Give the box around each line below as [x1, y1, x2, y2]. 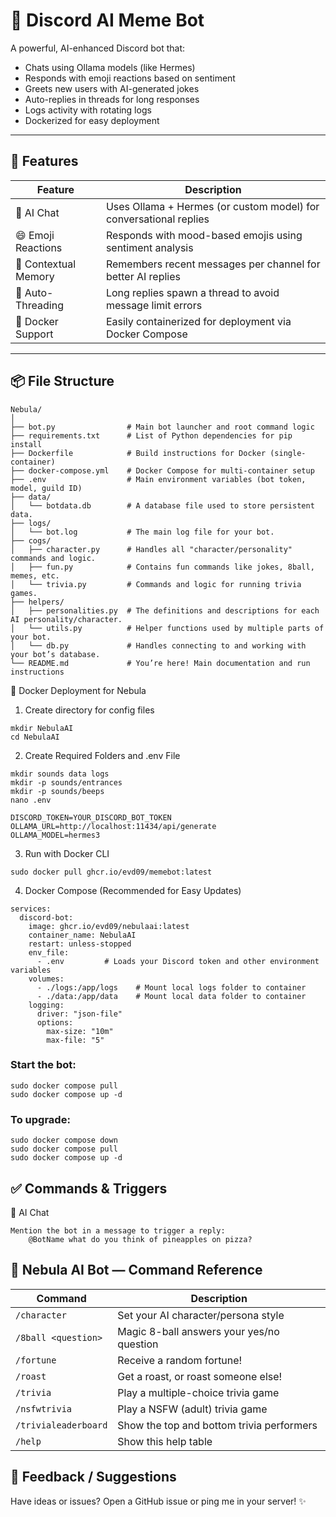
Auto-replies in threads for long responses [24, 93, 200, 105]
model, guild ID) [10, 483, 83, 493]
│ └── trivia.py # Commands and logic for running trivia [10, 579, 302, 589]
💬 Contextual [15, 257, 77, 271]
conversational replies [105, 212, 210, 226]
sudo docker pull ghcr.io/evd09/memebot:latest [10, 867, 213, 877]
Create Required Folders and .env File [24, 749, 181, 761]
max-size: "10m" [46, 1026, 114, 1036]
